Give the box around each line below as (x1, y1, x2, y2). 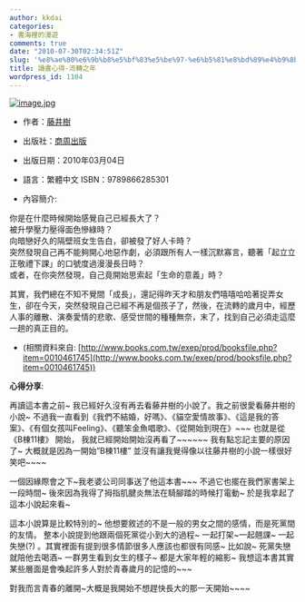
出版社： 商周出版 (22, 135, 87, 146)
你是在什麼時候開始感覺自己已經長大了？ (9, 212, 161, 223)
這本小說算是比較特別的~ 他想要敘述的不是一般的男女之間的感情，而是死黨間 (9, 518, 296, 528)
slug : (9, 55, 30, 64)
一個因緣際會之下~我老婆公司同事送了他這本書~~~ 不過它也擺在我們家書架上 (9, 476, 295, 487)
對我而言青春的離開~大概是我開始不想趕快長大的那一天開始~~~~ (9, 582, 251, 593)
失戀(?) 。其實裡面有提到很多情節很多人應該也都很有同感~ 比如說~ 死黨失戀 (9, 540, 291, 551)
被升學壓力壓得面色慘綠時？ (9, 223, 113, 234)
